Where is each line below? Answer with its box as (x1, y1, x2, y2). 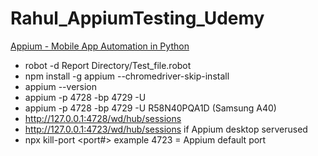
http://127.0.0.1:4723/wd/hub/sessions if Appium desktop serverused (24, 123, 308, 135)
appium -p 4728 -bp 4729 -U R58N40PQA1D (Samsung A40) (24, 102, 277, 114)
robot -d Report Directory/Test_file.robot (24, 59, 192, 71)
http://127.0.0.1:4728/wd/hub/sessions (24, 112, 182, 124)
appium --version (24, 80, 98, 92)
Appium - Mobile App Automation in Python (10, 40, 190, 52)
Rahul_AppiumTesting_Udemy (10, 7, 265, 30)
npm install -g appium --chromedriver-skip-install (24, 70, 230, 82)
